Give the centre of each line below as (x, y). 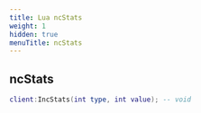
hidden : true (34, 34)
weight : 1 (28, 26)
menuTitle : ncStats (46, 43)
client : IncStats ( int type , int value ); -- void (100, 100)
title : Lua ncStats (46, 17)
